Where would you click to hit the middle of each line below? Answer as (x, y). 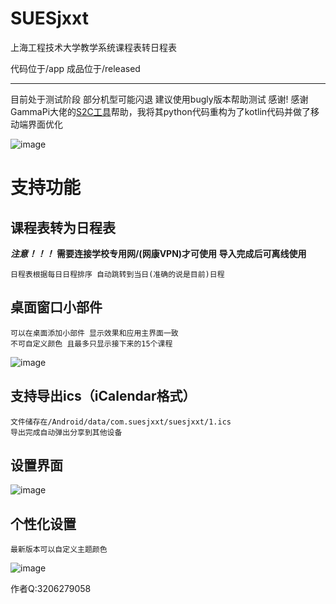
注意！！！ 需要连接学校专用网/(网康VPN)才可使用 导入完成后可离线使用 (158, 253)
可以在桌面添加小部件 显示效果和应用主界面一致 (94, 333)
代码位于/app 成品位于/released (75, 68)
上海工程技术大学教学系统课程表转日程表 (93, 47)
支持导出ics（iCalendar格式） (103, 396)
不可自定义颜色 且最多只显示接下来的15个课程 (91, 343)
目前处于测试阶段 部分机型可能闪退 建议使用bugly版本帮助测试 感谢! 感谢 (159, 99)
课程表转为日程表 (63, 227)
